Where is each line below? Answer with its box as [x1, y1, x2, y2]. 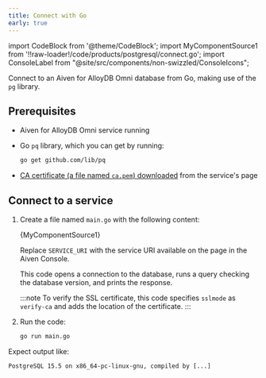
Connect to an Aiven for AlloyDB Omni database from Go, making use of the [8, 73, 256, 83]
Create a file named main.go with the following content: [19, 215, 200, 224]
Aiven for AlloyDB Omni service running [19, 125, 150, 135]
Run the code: [19, 317, 66, 326]
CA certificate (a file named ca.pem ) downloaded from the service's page [19, 171, 258, 180]
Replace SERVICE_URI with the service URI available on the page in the [19, 245, 248, 255]
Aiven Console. [19, 254, 70, 263]
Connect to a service [8, 194, 114, 207]
